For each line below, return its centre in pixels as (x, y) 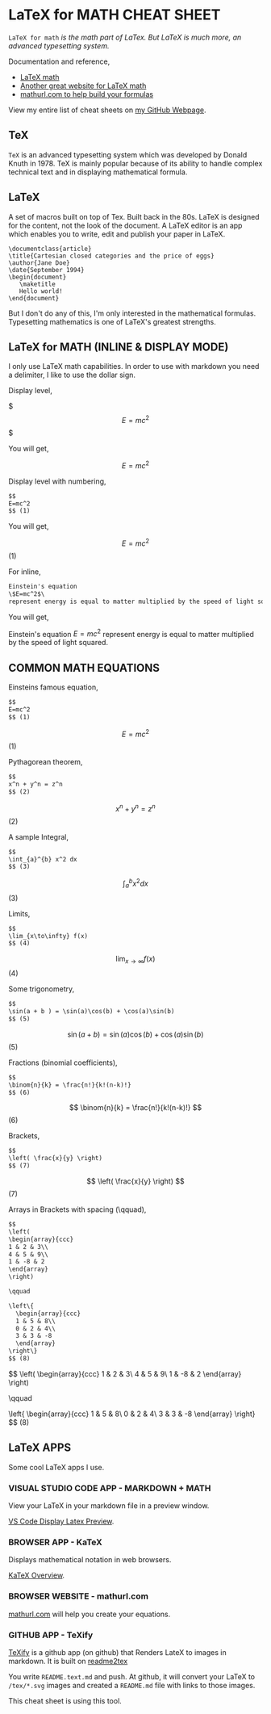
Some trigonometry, (42, 989)
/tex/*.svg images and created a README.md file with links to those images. (132, 1685)
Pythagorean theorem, (46, 762)
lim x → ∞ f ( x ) (135, 960)
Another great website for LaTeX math (83, 86)
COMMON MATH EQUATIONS (84, 668)
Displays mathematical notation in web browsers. (90, 1560)
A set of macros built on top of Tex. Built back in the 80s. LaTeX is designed (134, 216)
